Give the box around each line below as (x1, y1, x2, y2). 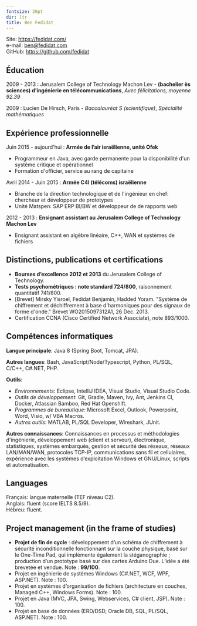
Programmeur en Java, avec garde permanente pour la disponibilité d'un (14, 155, 191, 162)
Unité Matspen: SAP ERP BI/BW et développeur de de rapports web (14, 203, 178, 209)
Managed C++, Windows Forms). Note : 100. (14, 589, 123, 596)
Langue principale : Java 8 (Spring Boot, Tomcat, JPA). (6, 347, 139, 354)
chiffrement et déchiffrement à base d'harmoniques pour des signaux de (14, 302, 191, 309)
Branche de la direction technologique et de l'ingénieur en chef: (14, 190, 169, 197)
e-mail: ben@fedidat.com (6, 42, 67, 49)
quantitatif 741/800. (14, 289, 62, 296)
